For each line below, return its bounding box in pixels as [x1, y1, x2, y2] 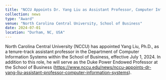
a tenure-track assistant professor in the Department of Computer [5, 49, 139, 54]
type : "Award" [5, 16, 35, 21]
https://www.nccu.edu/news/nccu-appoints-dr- [54, 64, 152, 70]
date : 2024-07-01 [5, 26, 41, 30]
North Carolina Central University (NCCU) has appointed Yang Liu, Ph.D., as [5, 44, 159, 49]
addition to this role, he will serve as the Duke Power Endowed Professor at [5, 59, 158, 65]
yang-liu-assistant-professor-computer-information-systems [5, 70, 129, 75]
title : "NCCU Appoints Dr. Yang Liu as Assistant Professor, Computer [5, 7, 154, 12]
